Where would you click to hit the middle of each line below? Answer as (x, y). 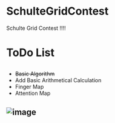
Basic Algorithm (35, 74)
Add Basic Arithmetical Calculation (58, 80)
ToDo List (31, 53)
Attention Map (33, 93)
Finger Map (29, 86)
